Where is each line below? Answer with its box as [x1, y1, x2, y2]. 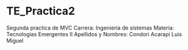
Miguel [6, 37, 24, 44]
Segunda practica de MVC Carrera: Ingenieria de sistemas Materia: [6, 24, 175, 31]
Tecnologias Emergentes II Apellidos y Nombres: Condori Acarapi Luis [6, 30, 183, 37]
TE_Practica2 [6, 4, 75, 18]
